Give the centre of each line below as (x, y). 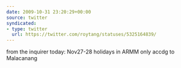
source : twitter (27, 18)
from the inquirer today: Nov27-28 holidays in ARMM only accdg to (90, 52)
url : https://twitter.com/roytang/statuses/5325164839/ (84, 35)
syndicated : (21, 23)
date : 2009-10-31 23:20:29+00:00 (49, 12)
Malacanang (22, 58)
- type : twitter (27, 29)
